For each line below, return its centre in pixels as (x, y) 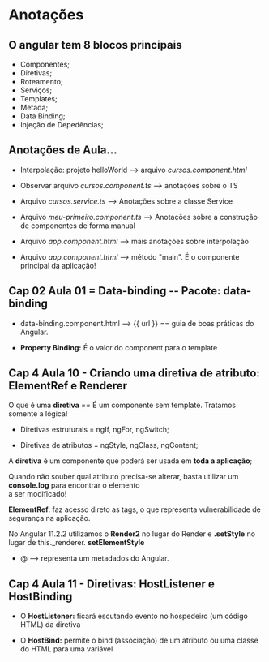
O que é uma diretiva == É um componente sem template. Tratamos (122, 405)
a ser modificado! (38, 494)
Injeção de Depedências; (62, 125)
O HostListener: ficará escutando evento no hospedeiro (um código (134, 616)
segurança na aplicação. (49, 518)
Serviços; (36, 90)
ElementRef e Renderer (68, 386)
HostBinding (41, 597)
